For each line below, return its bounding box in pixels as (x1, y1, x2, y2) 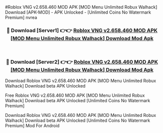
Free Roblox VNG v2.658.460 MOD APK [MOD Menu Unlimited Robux (5, 92, 145, 98)
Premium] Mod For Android (5, 122, 60, 129)
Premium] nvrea (5, 15, 38, 20)
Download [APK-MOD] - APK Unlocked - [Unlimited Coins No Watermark (5, 9, 151, 15)
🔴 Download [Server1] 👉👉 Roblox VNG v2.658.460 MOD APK (6, 27, 158, 34)
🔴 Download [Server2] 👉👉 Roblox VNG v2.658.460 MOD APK (6, 59, 158, 66)
